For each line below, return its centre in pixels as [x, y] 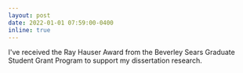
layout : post [29, 15]
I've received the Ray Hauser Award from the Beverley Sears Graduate [121, 53]
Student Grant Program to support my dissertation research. [105, 60]
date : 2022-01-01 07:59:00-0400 [61, 23]
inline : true [29, 30]
